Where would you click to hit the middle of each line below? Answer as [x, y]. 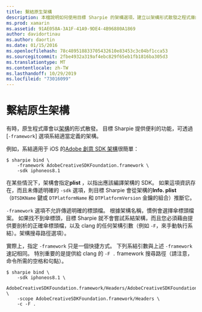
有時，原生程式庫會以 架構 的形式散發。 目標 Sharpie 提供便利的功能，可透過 [100, 129]
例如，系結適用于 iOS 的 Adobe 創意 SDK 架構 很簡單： [73, 149]
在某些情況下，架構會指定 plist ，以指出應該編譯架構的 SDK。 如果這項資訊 [98, 183]
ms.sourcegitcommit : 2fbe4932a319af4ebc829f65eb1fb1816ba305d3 [87, 57]
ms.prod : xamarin [28, 23]
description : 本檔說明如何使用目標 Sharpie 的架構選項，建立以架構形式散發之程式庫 [101, 17]
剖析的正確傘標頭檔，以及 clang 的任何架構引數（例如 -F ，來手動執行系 [105, 226]
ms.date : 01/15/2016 [32, 46]
